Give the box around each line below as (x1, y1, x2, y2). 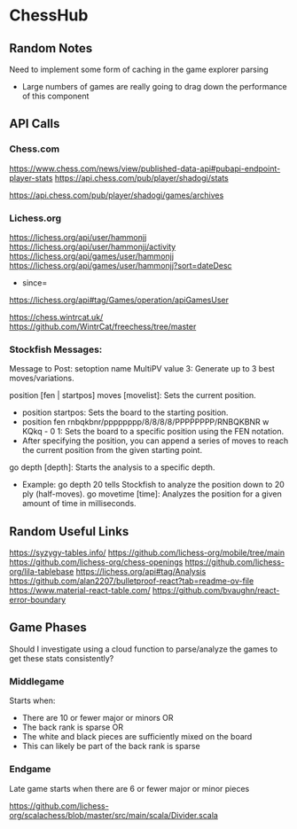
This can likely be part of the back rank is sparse (21, 741, 201, 752)
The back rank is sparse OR (21, 722, 124, 732)
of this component (21, 90, 90, 101)
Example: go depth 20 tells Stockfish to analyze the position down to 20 (21, 480, 285, 490)
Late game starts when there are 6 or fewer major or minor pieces (9, 783, 250, 794)
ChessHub (9, 5, 89, 26)
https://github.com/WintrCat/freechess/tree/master (9, 321, 197, 332)
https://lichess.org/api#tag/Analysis (75, 567, 207, 577)
